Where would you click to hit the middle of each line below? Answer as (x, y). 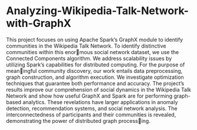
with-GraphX (39, 23)
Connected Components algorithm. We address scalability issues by (89, 58)
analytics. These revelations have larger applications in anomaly (100, 102)
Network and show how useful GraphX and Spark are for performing (89, 96)
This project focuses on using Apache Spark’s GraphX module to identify (95, 39)
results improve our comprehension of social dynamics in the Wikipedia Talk (99, 89)
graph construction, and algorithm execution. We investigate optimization (95, 77)
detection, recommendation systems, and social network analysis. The (92, 108)
